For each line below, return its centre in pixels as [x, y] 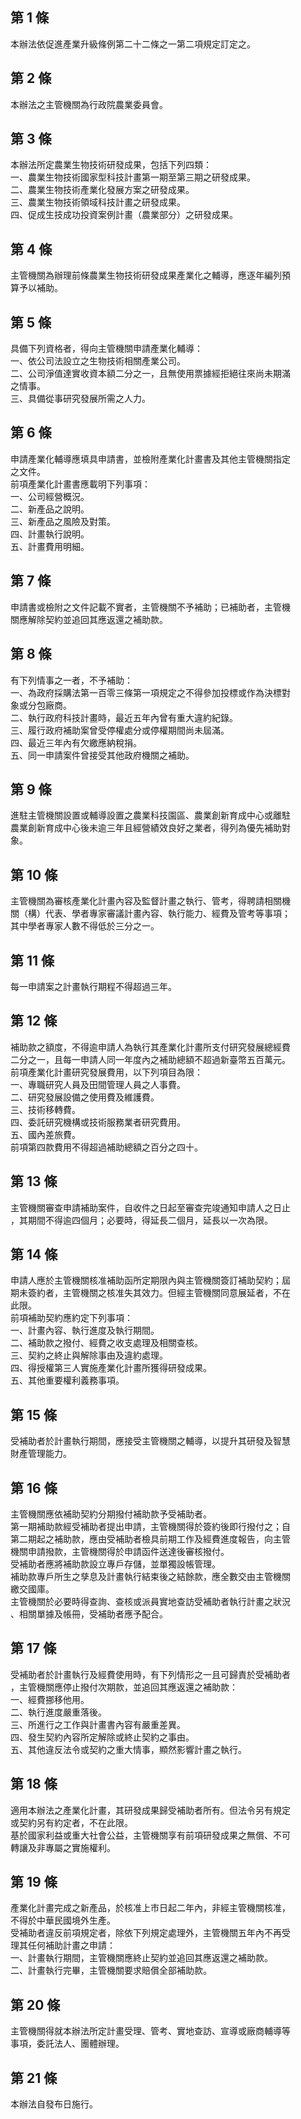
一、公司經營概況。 [50, 496]
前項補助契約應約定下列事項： [71, 1318]
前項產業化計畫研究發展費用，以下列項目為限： [106, 1072]
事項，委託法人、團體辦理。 [67, 2044]
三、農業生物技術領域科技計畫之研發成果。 [98, 202]
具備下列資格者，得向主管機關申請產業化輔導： [106, 349]
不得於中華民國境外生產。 [63, 1920]
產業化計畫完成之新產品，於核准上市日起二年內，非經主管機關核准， [150, 1908]
